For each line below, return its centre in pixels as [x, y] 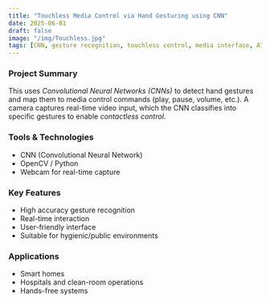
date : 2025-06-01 [37, 23]
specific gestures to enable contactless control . [87, 116]
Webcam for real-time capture [70, 172]
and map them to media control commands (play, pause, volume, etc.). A [129, 99]
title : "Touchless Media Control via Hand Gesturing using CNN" [118, 16]
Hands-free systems [54, 291]
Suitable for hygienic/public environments [89, 236]
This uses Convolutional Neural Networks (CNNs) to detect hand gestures [131, 91]
